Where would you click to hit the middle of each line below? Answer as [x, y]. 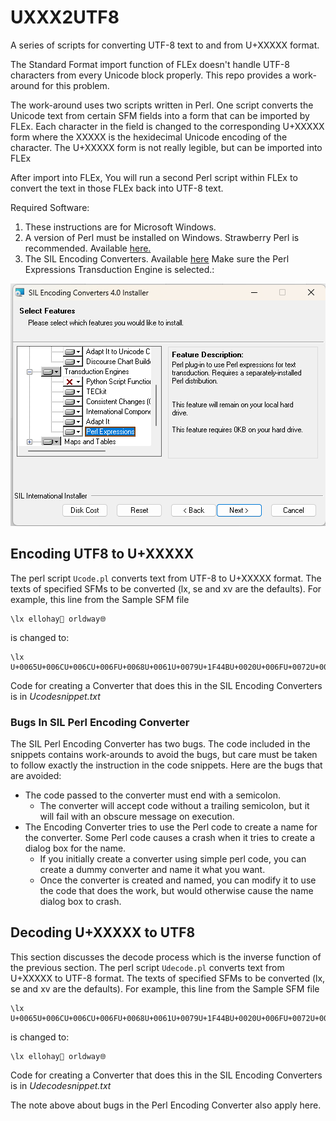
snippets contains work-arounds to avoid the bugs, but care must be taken [164, 755]
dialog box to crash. [80, 902]
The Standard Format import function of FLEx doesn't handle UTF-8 [150, 64]
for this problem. [75, 85]
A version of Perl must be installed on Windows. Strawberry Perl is [162, 237]
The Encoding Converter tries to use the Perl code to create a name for [171, 827]
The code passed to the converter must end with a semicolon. [153, 795]
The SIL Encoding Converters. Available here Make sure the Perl [157, 258]
